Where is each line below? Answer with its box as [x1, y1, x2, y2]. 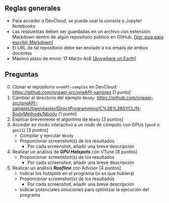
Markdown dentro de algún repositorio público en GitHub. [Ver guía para [12, 34, 164, 40]
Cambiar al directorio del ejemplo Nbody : [12, 94, 96, 101]
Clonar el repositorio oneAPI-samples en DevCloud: [12, 83, 118, 90]
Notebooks [12, 23, 36, 29]
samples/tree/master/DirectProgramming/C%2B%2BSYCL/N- [12, 105, 142, 111]
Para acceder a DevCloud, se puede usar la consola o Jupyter [12, 17, 142, 23]
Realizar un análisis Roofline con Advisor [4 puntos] [12, 165, 121, 171]
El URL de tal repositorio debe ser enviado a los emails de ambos [12, 44, 148, 50]
